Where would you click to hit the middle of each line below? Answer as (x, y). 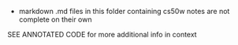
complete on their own (55, 19)
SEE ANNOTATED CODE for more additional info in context (102, 35)
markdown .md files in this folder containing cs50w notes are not (124, 11)
